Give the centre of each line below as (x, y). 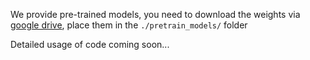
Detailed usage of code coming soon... (90, 44)
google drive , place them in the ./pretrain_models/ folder (129, 25)
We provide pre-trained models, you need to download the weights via (155, 14)
